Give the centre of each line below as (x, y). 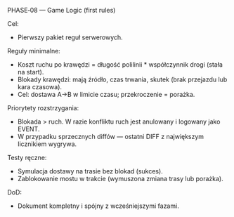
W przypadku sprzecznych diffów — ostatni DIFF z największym (111, 137)
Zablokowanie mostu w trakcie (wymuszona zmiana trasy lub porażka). (120, 179)
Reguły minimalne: (34, 51)
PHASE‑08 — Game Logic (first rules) (61, 10)
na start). (31, 72)
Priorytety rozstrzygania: (43, 108)
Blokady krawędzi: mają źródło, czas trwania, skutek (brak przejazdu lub (122, 79)
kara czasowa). (39, 87)
